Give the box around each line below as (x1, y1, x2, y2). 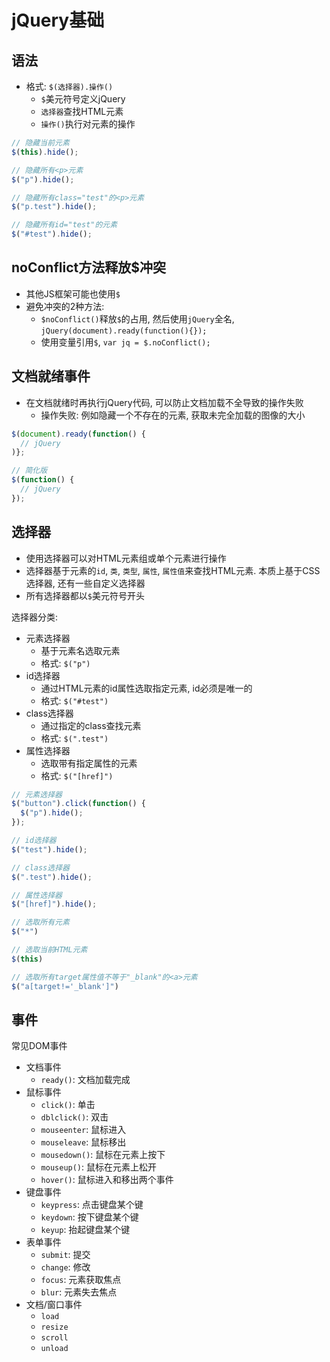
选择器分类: (11, 611, 59, 623)
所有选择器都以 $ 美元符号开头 (25, 589, 145, 601)
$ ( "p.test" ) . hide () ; (11, 202, 98, 212)
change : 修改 (40, 1261, 91, 1273)
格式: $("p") (40, 657, 91, 669)
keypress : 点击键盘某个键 (40, 1199, 144, 1211)
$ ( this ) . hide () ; (11, 147, 79, 157)
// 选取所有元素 (11, 917, 70, 928)
